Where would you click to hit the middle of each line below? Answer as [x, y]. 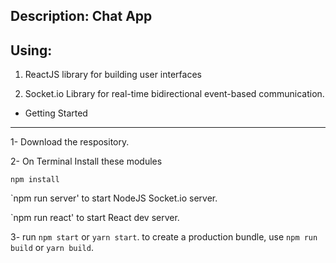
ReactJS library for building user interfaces [113, 75]
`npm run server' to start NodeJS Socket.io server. [114, 198]
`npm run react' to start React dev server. [95, 218]
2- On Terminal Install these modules [86, 161]
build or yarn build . [52, 248]
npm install [35, 180]
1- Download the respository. [70, 142]
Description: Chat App [81, 16]
